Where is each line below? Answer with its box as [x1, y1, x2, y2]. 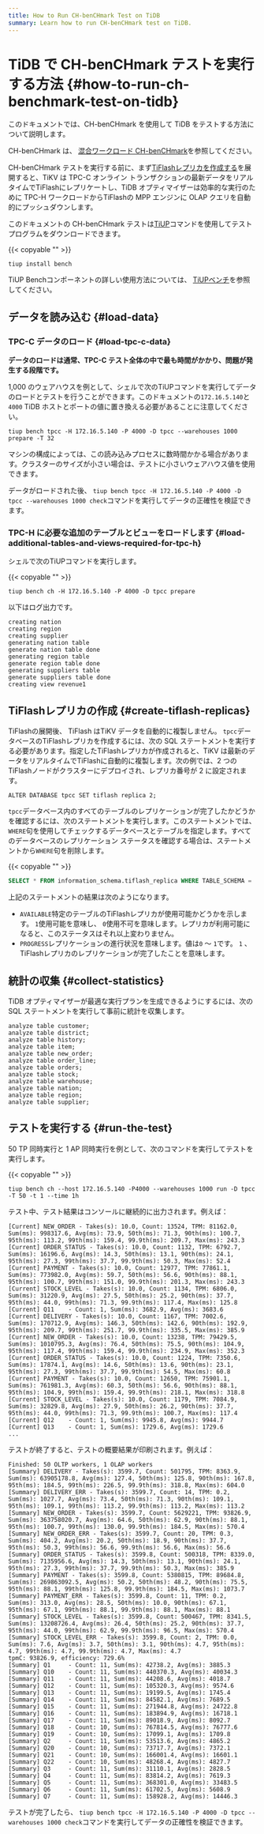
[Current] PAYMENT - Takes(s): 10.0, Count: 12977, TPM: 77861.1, [8, 1263, 231, 1272]
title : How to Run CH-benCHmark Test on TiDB [8, 11, 160, 20]
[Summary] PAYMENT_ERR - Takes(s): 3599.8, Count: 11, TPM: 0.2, [8, 1591, 227, 1600]
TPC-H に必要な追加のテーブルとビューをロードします [8, 527, 214, 538]
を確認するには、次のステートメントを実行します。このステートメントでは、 [8, 816, 256, 826]
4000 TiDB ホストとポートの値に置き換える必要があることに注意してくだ [8, 402, 242, 412]
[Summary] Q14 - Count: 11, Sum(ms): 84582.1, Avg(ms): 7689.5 [8, 1696, 231, 1704]
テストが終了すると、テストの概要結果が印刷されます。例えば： [8, 1444, 215, 1454]
